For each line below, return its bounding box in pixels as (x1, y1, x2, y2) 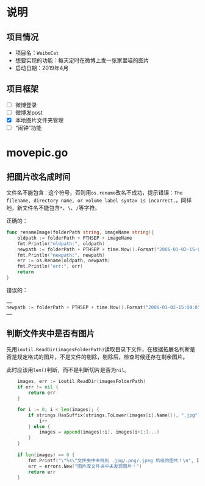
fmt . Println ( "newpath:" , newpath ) (17, 252, 105, 258)
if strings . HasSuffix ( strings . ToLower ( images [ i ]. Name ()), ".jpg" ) (28, 412, 201, 418)
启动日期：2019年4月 (15, 65, 69, 71)
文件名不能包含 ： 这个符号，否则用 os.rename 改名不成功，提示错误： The (6, 189, 183, 196)
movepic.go (6, 146, 68, 160)
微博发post (15, 109, 43, 116)
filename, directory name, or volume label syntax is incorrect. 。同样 (6, 196, 192, 204)
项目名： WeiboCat (15, 49, 59, 56)
